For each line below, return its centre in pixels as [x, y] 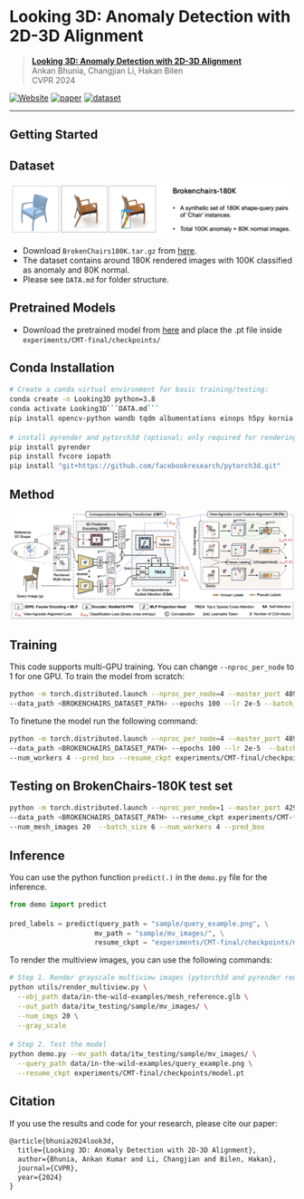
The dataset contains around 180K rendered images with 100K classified [157, 260]
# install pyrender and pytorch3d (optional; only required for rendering [153, 437]
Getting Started [54, 134]
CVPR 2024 [53, 80]
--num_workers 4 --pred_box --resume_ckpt [90, 758]
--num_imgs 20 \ [48, 1016]
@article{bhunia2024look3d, [62, 1141]
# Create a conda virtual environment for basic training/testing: [139, 390]
